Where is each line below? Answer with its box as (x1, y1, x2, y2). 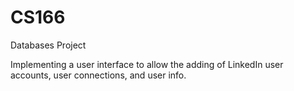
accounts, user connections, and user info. (10, 69, 187, 81)
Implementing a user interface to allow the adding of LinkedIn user (10, 58, 284, 70)
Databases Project (10, 39, 87, 51)
